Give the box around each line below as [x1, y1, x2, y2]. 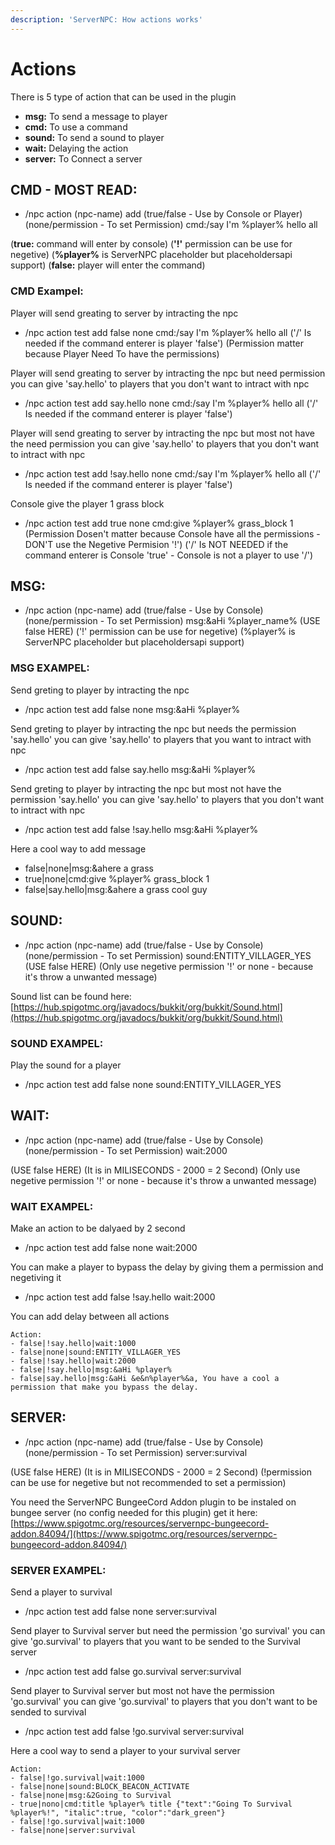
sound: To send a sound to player [24, 131, 165, 143]
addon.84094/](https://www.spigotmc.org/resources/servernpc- [10, 1527, 278, 1540]
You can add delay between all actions [10, 1311, 170, 1322]
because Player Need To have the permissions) [24, 347, 220, 360]
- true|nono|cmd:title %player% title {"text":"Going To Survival [10, 1799, 293, 1810]
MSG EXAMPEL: [10, 661, 90, 675]
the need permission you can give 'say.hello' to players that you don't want [10, 437, 320, 450]
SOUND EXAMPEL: [10, 1036, 104, 1050]
